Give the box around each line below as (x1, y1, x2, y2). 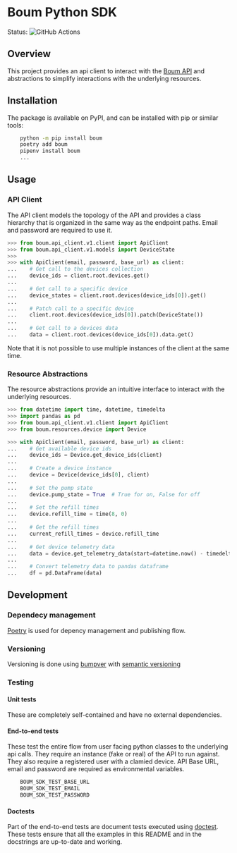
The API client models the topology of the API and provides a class (7, 211, 201, 219)
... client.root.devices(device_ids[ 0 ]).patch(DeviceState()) (7, 312, 203, 319)
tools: (7, 121, 24, 129)
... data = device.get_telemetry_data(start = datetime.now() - (7, 550, 203, 557)
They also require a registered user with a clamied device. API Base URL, (7, 757, 219, 766)
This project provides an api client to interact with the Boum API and (7, 66, 205, 75)
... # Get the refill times (7, 524, 99, 531)
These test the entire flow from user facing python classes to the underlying (7, 742, 229, 751)
